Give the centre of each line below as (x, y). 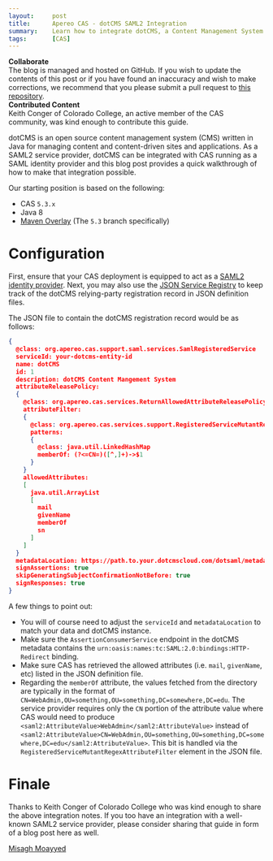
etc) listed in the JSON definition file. (82, 673)
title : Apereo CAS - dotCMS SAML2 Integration (97, 24)
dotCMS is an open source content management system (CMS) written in (131, 138)
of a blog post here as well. (54, 833)
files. (17, 302)
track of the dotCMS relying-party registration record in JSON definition (129, 294)
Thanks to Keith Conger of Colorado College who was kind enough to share (135, 807)
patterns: (46, 432)
